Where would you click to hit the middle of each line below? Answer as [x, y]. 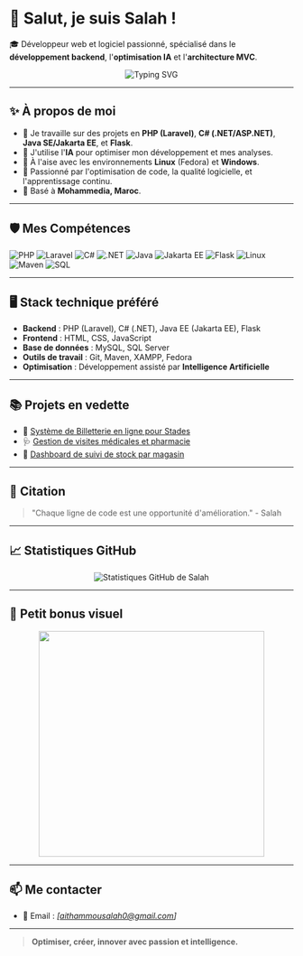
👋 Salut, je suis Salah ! [93, 19]
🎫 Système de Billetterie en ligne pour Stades [106, 432]
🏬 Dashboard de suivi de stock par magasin [103, 454]
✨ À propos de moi [63, 111]
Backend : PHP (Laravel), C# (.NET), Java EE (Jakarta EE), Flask [142, 329]
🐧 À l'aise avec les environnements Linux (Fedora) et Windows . [141, 162]
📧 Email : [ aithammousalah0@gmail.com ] [100, 916]
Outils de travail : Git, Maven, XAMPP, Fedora [107, 357]
